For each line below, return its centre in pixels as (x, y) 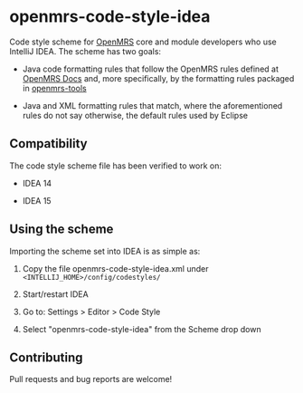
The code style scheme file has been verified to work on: (115, 166)
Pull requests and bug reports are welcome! (91, 379)
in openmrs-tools (55, 88)
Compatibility (48, 144)
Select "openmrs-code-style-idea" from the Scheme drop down (142, 329)
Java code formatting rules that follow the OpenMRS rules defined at (150, 69)
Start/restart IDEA (55, 294)
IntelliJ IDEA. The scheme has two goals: (85, 51)
